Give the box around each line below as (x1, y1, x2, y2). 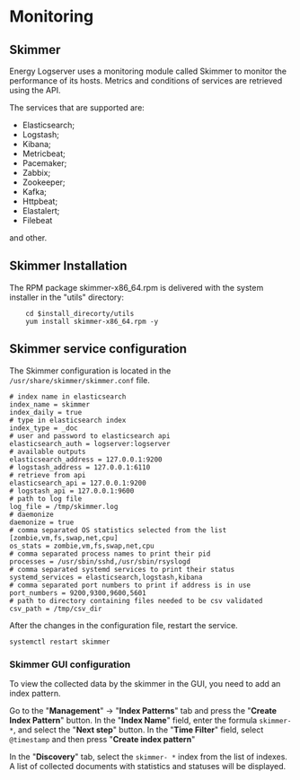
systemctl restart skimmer (9, 637, 110, 646)
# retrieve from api (9, 470, 87, 479)
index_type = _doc (9, 424, 78, 433)
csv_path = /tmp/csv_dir (9, 604, 102, 613)
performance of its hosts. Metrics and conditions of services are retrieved (9, 75, 283, 86)
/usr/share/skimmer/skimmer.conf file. (9, 374, 151, 385)
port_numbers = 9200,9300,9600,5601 (9, 588, 146, 598)
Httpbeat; (22, 196, 58, 206)
